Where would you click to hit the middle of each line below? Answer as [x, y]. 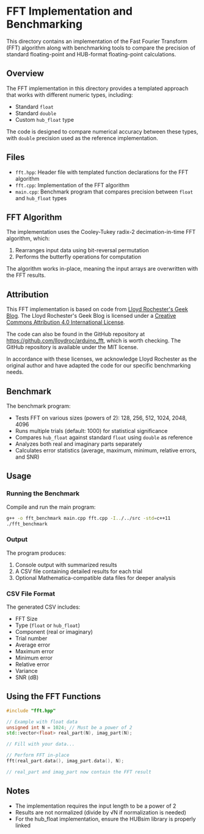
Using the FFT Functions [54, 697]
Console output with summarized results [66, 565]
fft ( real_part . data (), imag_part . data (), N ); [65, 761]
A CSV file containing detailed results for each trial [78, 571]
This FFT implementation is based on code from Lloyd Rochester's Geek [97, 309]
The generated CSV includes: [43, 607]
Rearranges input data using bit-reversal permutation [82, 250]
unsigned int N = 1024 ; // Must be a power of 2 [69, 727]
